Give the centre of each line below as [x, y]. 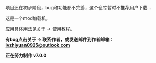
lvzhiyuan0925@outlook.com [38, 45]
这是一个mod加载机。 [28, 18]
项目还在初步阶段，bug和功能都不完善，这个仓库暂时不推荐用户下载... [78, 7]
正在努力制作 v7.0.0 [26, 55]
